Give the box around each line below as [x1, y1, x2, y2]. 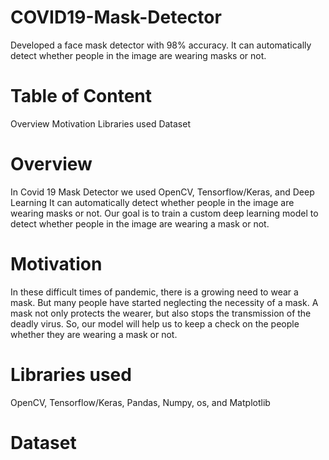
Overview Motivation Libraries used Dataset [10, 117, 192, 130]
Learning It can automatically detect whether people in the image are [10, 196, 295, 208]
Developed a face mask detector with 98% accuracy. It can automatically [10, 39, 312, 51]
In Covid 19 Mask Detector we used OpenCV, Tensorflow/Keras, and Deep [10, 186, 315, 198]
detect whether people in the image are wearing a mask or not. [10, 217, 270, 230]
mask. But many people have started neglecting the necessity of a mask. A [10, 296, 319, 308]
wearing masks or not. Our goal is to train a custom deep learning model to [10, 207, 319, 219]
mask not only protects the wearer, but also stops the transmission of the [10, 307, 312, 319]
